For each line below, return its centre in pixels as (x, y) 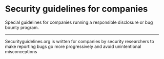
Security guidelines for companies (76, 9)
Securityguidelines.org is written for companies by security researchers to (80, 41)
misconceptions (21, 51)
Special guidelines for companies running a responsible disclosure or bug (79, 22)
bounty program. (22, 27)
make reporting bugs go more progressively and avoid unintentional (73, 46)
